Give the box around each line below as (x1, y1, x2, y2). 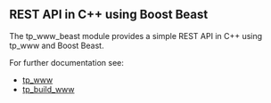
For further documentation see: (9, 57, 125, 67)
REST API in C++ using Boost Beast (9, 7, 209, 22)
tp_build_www (21, 83, 75, 94)
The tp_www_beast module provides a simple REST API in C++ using (9, 30, 263, 41)
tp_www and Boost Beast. (9, 40, 104, 51)
